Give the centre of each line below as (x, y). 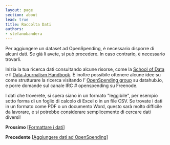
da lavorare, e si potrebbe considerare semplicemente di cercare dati (78, 112)
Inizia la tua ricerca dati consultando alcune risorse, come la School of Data (85, 69)
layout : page (19, 10)
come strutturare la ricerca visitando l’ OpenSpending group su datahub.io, (84, 80)
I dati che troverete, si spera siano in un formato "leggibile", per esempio (82, 96)
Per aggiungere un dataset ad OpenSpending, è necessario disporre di (80, 48)
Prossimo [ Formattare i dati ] (35, 127)
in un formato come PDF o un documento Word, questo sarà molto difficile (84, 106)
